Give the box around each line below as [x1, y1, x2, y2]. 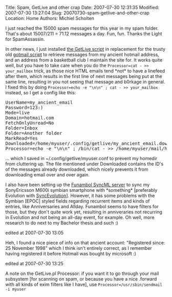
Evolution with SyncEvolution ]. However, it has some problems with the [5, 192, 155, 199]
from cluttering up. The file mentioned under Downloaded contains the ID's [5, 161, 164, 167]
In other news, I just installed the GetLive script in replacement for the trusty [5, 46, 165, 52]
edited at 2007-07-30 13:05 [5, 230, 64, 235]
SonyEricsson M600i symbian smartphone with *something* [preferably [5, 187, 158, 193]
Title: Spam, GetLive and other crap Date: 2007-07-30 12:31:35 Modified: [5, 5, 160, 10]
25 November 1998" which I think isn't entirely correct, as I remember [5, 245, 152, 251]
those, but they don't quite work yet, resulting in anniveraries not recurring [5, 209, 163, 215]
